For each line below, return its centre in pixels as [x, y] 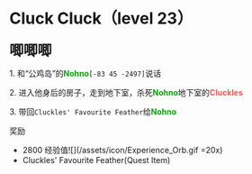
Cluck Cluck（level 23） [101, 18]
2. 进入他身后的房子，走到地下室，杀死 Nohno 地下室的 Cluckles [126, 92]
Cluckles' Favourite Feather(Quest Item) [96, 160]
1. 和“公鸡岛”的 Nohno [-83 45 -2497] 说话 [85, 73]
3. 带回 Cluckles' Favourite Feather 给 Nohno [93, 111]
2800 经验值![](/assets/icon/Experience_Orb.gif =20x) [122, 150]
